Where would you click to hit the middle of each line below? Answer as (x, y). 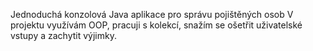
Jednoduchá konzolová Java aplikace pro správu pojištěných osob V (152, 14)
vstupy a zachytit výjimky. (63, 35)
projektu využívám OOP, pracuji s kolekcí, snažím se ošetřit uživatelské (156, 25)
